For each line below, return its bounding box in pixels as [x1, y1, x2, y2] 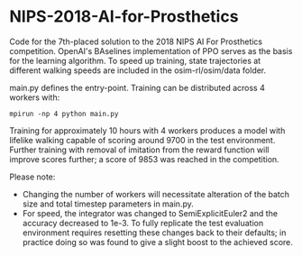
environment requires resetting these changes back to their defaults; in [22, 227, 287, 238]
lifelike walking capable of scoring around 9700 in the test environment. [9, 134, 276, 145]
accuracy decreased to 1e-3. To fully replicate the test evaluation [22, 217, 264, 228]
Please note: [9, 171, 56, 182]
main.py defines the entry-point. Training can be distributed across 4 [9, 82, 266, 93]
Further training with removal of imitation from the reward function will [9, 144, 270, 155]
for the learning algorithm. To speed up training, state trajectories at [9, 55, 261, 66]
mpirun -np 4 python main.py [9, 109, 119, 118]
